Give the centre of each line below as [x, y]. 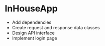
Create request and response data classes [56, 27]
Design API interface [33, 33]
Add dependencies [32, 22]
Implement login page [34, 38]
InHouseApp [31, 9]
